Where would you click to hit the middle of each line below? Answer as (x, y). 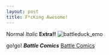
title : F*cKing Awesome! (37, 17)
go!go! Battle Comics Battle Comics (51, 46)
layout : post (22, 12)
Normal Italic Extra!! (31, 34)
